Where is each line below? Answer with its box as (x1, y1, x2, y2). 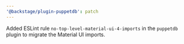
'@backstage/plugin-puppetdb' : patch (6, 8, 99, 15)
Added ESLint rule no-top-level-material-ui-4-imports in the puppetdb (6, 25, 178, 32)
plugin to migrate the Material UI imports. (6, 31, 106, 38)
